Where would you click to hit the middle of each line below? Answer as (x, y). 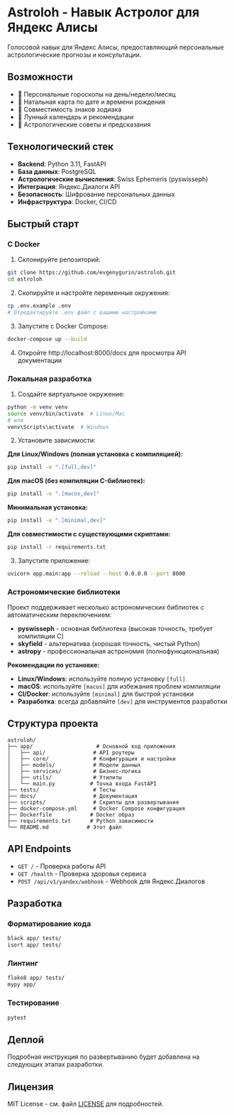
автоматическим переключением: (60, 615)
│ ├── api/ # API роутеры (71, 753)
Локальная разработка (50, 379)
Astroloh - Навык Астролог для (104, 12)
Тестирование (34, 1003)
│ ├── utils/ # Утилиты (65, 777)
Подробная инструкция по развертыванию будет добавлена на (104, 1057)
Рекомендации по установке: (54, 665)
